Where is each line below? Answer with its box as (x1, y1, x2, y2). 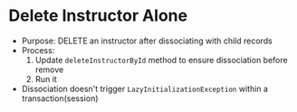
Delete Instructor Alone (8, 5, 187, 26)
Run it (34, 73, 58, 84)
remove (34, 64, 64, 75)
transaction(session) (21, 92, 99, 104)
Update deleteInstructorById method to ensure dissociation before (34, 54, 288, 65)
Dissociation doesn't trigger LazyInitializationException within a (21, 83, 269, 94)
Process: (21, 44, 55, 55)
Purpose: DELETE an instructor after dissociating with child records (21, 35, 273, 46)
